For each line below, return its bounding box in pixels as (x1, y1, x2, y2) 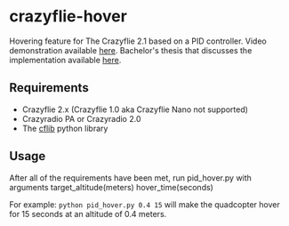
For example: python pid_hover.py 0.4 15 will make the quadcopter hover (9, 198, 280, 210)
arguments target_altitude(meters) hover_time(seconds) (9, 182, 213, 192)
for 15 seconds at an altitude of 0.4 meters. (9, 208, 167, 219)
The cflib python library (21, 123, 108, 133)
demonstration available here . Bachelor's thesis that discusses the (9, 44, 253, 55)
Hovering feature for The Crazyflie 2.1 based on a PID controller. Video (9, 36, 267, 46)
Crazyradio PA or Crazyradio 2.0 (21, 113, 141, 124)
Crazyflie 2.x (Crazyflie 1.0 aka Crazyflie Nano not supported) (21, 104, 249, 115)
